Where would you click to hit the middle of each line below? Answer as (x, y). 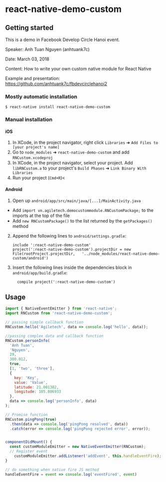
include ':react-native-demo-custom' (52, 245)
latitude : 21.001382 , (36, 387)
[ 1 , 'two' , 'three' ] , (32, 368)
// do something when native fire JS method (52, 469)
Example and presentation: (33, 78)
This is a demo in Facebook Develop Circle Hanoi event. (63, 39)
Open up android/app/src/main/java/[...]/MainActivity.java (77, 200)
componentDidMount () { (29, 442)
